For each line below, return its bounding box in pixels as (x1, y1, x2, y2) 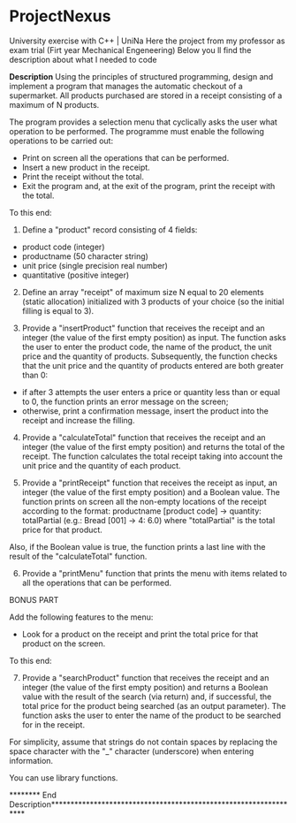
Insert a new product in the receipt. (21, 162, 150, 172)
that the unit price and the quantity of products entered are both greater (21, 360, 285, 370)
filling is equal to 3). (21, 305, 95, 316)
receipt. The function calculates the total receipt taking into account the (21, 451, 283, 461)
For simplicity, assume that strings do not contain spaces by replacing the (9, 736, 278, 747)
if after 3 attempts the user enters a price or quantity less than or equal (21, 386, 281, 397)
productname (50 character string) (21, 250, 148, 262)
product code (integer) (21, 241, 105, 252)
